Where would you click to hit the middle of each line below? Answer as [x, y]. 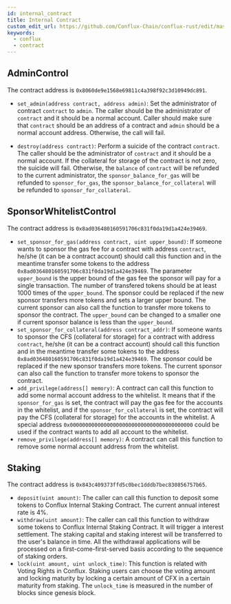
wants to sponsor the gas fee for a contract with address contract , [111, 249]
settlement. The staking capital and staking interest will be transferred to [120, 534]
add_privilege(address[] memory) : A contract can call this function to [115, 388]
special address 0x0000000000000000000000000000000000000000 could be [118, 424]
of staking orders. [42, 556]
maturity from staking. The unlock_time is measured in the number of [115, 585]
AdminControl [38, 73]
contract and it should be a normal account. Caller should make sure [114, 118]
